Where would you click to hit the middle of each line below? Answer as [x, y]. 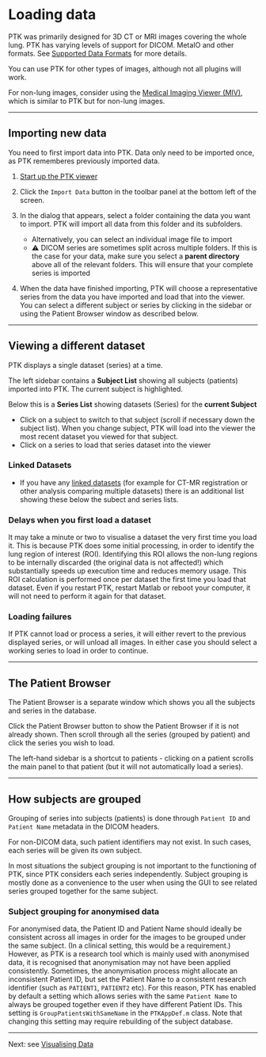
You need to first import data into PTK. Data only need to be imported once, [131, 152]
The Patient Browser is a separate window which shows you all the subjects [132, 703]
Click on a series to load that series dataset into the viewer [115, 445]
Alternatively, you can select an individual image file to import [132, 239]
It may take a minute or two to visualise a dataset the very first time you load [133, 538]
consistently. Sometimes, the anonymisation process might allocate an [123, 971]
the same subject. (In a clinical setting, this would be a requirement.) [120, 946]
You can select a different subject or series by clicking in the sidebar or [135, 305]
